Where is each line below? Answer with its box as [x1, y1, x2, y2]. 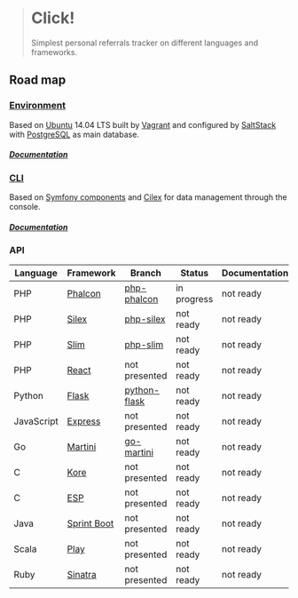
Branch [129, 267, 162, 279]
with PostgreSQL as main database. [9, 129, 140, 140]
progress [176, 293, 214, 306]
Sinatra [67, 569, 98, 581]
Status [180, 267, 209, 279]
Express [67, 415, 101, 427]
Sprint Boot [67, 517, 114, 530]
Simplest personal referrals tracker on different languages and [30, 37, 259, 48]
